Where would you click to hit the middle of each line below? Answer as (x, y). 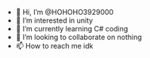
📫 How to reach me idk (54, 46)
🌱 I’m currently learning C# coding (72, 29)
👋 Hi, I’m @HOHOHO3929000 (64, 12)
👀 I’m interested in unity (54, 20)
